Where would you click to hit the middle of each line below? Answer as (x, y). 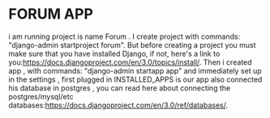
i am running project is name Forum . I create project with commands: (124, 36)
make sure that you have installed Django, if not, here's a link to (114, 53)
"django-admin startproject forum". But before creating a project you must (133, 44)
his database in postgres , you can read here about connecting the (120, 88)
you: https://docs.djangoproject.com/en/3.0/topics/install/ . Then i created (130, 62)
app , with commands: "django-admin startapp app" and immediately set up (135, 70)
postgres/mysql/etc (41, 96)
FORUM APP (51, 14)
